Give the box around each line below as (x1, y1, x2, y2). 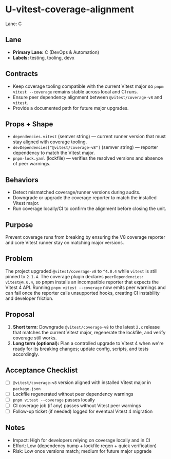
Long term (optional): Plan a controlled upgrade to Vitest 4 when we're (12, 340, 164, 346)
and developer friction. (5, 295, 54, 301)
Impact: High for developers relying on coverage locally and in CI (12, 437, 150, 443)
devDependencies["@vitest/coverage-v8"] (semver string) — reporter (12, 144, 158, 150)
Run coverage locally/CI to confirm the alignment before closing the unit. (12, 205, 166, 212)
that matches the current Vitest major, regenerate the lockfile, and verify (12, 329, 166, 335)
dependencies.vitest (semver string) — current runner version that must (12, 133, 166, 140)
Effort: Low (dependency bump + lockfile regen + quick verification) (12, 443, 157, 449)
